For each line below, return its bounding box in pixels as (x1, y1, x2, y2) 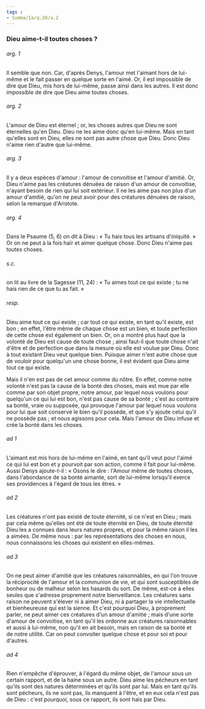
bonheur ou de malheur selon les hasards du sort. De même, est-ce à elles (6, 585, 195, 592)
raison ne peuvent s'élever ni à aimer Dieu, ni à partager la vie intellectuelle (6, 598, 196, 606)
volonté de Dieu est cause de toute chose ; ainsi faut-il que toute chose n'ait (6, 338, 199, 345)
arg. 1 (6, 50, 20, 58)
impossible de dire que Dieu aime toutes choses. (6, 88, 129, 95)
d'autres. (6, 637, 29, 644)
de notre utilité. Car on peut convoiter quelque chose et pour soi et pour (6, 631, 188, 638)
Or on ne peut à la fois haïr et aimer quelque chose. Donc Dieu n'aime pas (6, 239, 193, 247)
